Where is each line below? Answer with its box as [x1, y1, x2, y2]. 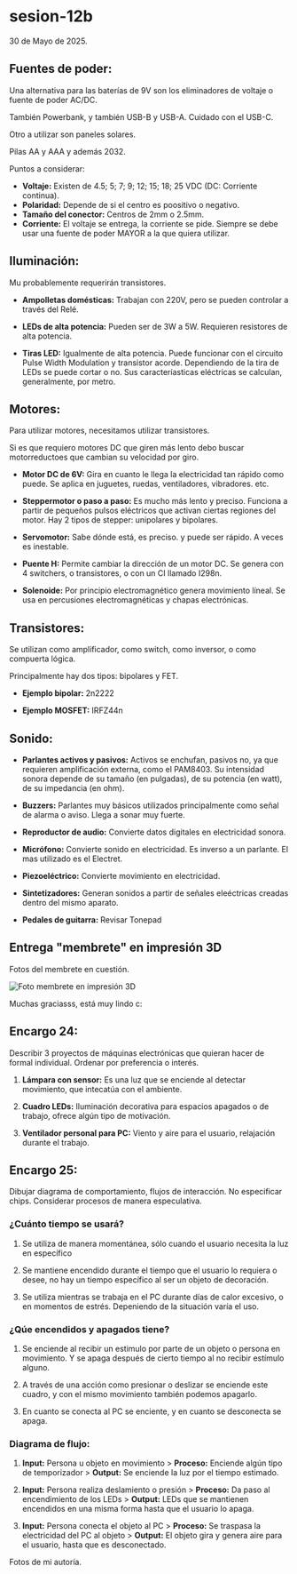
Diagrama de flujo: [9, 1437, 90, 1450]
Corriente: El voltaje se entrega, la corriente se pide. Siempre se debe [21, 218, 279, 228]
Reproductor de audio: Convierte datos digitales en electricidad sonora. [21, 827, 286, 837]
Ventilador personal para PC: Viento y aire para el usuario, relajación [21, 1127, 276, 1139]
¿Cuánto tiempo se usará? [9, 1218, 124, 1230]
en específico [21, 1247, 73, 1258]
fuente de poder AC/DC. [9, 94, 98, 105]
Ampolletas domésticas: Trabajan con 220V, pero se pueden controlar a [21, 294, 289, 305]
